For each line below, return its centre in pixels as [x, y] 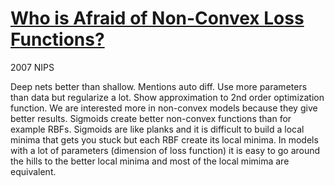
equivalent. [33, 171]
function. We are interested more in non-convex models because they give [164, 108]
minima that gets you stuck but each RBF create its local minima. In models [164, 139]
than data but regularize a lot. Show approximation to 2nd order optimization [167, 97]
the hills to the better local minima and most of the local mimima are [150, 161]
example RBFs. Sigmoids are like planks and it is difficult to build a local [157, 129]
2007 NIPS [32, 67]
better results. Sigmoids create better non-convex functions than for [151, 118]
